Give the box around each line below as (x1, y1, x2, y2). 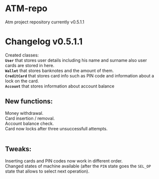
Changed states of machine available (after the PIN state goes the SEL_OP (5, 163, 151, 169)
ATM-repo (5, 3, 48, 14)
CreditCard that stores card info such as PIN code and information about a (5, 72, 155, 78)
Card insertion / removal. (5, 115, 55, 121)
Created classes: (5, 52, 39, 58)
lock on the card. (5, 78, 39, 84)
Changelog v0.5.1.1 (5, 36, 83, 47)
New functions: (5, 97, 53, 106)
